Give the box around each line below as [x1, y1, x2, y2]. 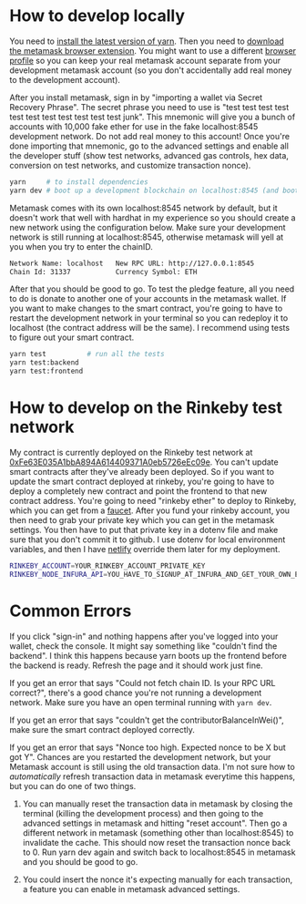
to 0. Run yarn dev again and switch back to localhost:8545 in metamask [22, 847, 296, 858]
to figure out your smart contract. [9, 332, 135, 343]
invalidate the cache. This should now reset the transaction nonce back [22, 837, 291, 847]
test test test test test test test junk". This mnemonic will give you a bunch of [9, 111, 296, 122]
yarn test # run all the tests [9, 350, 166, 359]
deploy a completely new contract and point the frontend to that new [9, 486, 268, 497]
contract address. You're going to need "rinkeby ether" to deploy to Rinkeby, [9, 496, 297, 506]
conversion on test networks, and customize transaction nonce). [9, 159, 251, 170]
